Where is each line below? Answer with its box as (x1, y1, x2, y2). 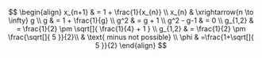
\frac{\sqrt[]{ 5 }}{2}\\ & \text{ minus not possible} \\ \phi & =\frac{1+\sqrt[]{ (8, 32, 254, 42)
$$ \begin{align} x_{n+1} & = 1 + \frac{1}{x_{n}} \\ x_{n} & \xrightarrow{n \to (8, 8, 254, 16)
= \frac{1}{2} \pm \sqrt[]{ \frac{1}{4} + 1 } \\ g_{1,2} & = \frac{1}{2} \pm (16, 24, 246, 33)
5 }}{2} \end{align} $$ (95, 41, 167, 50)
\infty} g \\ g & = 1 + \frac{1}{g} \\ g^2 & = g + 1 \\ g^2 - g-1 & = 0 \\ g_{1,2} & (8, 16, 254, 25)
